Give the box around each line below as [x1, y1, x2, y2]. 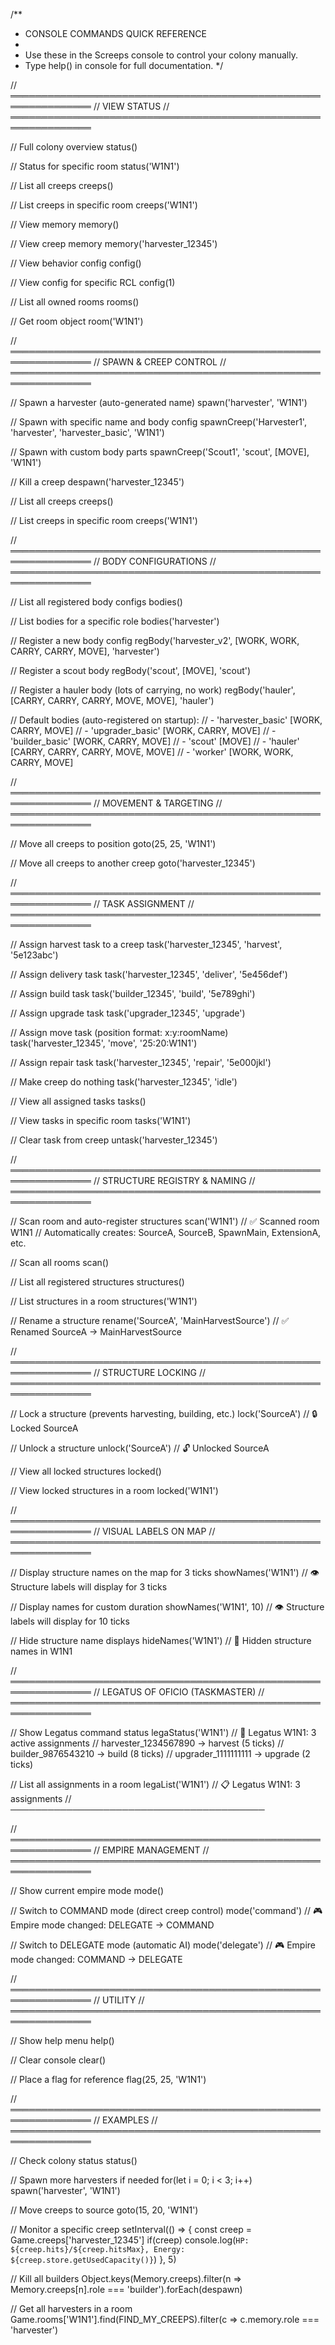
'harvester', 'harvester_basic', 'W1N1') [10, 427, 165, 438]
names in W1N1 [10, 1645, 73, 1657]
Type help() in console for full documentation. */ [24, 60, 224, 71]
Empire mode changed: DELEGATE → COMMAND [10, 1919, 215, 1931]
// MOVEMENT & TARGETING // [93, 797, 223, 809]
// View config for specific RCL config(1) [10, 277, 176, 288]
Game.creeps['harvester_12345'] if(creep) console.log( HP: [10, 2234, 250, 2246]
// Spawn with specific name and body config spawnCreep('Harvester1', [10, 416, 307, 428]
